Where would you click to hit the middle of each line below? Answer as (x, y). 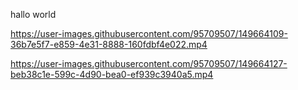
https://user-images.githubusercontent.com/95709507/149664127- (149, 63)
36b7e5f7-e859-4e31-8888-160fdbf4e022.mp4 (109, 44)
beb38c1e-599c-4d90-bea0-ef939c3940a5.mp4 (112, 74)
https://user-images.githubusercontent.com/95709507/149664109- (149, 33)
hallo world (33, 14)
